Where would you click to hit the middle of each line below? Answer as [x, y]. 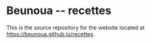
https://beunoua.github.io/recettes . [51, 34]
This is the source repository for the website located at [75, 28]
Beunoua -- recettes [59, 11]
